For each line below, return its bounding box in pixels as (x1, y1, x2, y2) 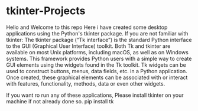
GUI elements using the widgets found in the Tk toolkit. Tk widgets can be (6, 61, 186, 68)
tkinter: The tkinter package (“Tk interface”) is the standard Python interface (6, 36, 192, 43)
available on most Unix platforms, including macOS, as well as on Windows (6, 48, 189, 56)
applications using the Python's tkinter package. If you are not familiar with (6, 30, 189, 37)
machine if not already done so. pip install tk (6, 97, 114, 105)
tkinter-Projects (6, 4, 86, 18)
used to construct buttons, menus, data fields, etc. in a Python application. (6, 67, 187, 74)
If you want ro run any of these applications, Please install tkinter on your (6, 92, 184, 99)
